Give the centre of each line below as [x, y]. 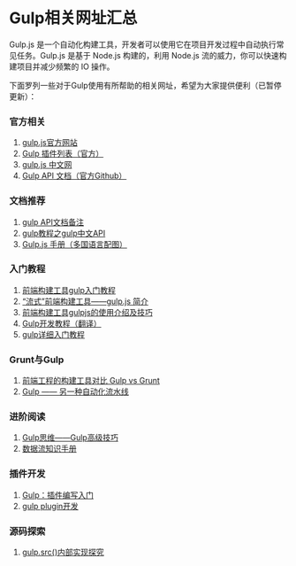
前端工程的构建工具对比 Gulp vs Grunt [91, 381]
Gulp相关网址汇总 [73, 18]
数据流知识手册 [49, 449]
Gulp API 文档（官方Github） [74, 176]
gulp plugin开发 [50, 506]
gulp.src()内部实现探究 [63, 552]
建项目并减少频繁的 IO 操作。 [62, 66]
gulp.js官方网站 [49, 143]
